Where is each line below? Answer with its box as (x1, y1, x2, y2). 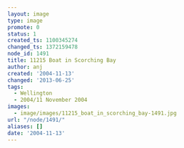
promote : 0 (7, 23, 40, 31)
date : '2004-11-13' (7, 129, 66, 137)
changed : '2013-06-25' (7, 76, 75, 84)
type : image (7, 17, 43, 24)
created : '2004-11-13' (7, 70, 75, 77)
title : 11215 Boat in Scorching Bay (7, 57, 116, 64)
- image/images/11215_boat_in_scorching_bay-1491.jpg (14, 110, 177, 117)
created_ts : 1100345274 (7, 37, 78, 44)
